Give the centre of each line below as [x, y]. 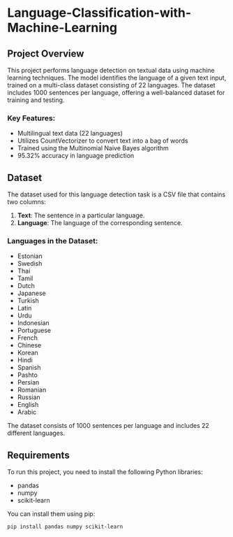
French [28, 338]
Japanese [32, 293]
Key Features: [31, 118]
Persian [28, 382]
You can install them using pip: [51, 514]
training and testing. [36, 100]
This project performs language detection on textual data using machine [111, 70]
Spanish [29, 368]
